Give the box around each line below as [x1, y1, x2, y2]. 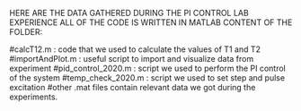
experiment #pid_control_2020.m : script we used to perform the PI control [9, 63, 286, 73]
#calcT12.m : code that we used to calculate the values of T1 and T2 [9, 44, 261, 55]
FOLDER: [9, 27, 43, 37]
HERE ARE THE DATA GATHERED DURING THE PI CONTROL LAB [9, 8, 249, 18]
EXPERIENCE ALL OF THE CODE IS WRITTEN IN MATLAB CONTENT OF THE [9, 17, 293, 28]
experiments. [9, 91, 58, 102]
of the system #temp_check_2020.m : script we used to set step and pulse [9, 73, 286, 83]
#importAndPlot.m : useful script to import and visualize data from [9, 54, 254, 64]
